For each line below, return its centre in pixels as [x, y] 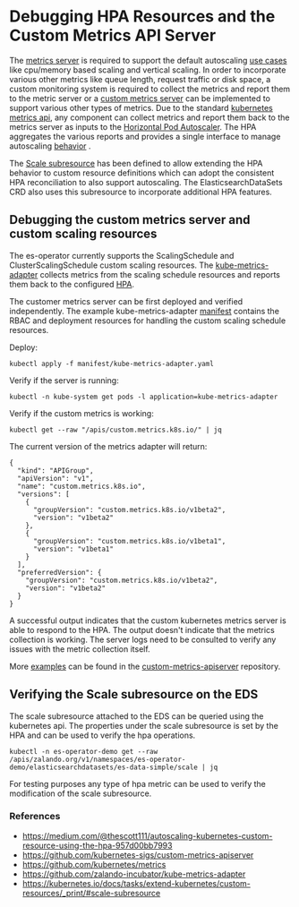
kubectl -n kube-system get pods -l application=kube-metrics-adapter [144, 397]
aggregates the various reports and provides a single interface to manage [145, 136]
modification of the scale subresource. [81, 793]
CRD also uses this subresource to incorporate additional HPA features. [141, 192]
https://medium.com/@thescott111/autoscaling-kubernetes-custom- [147, 835]
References [35, 817]
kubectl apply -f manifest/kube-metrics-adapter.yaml [112, 364]
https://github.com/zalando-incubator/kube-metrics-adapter [134, 874]
